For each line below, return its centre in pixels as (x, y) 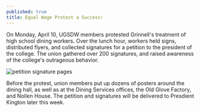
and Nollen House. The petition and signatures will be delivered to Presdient (100, 96)
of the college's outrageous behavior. (53, 60)
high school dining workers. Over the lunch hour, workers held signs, (91, 41)
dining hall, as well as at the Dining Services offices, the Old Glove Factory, (99, 89)
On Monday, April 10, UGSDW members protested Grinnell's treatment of (96, 34)
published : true (26, 12)
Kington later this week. (35, 102)
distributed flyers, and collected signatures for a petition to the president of (99, 47)
